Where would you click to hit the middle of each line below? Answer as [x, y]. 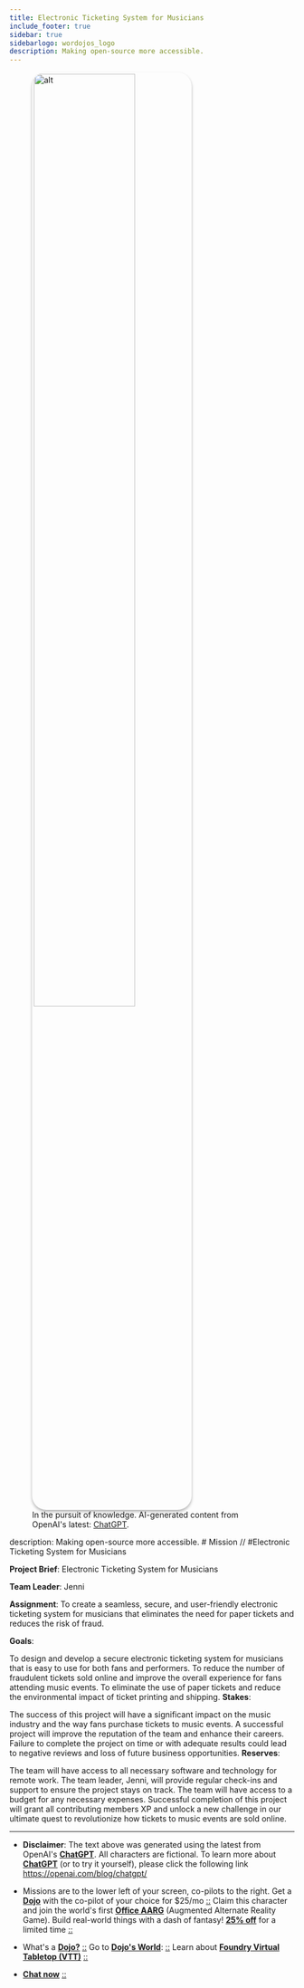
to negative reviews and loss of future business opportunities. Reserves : [145, 1754]
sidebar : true [36, 34]
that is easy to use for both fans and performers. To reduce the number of [147, 1668]
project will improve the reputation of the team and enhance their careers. [147, 1734]
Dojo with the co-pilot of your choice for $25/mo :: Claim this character [155, 1901]
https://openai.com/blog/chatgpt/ [85, 1874]
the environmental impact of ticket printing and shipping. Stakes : [130, 1697]
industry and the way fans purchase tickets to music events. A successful [147, 1725]
